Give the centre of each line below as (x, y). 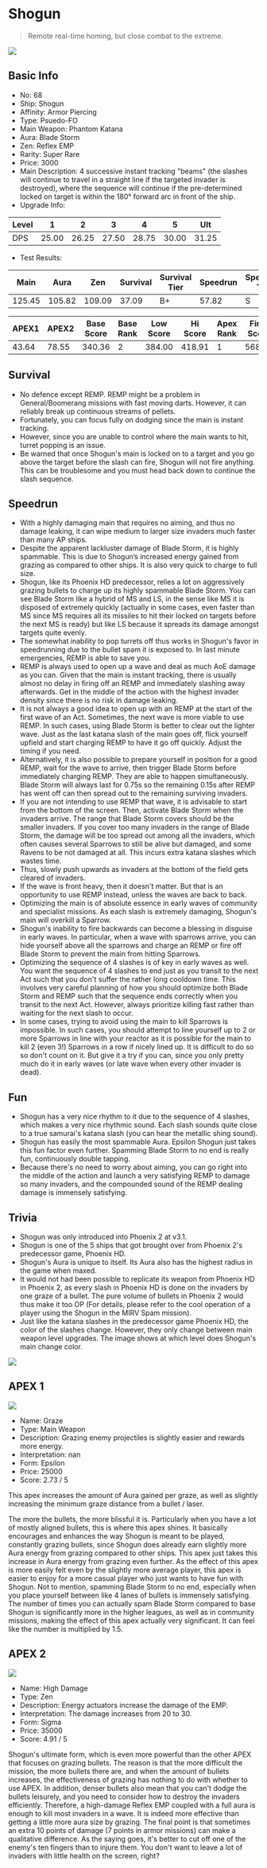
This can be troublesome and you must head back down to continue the (137, 470)
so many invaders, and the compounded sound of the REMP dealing (131, 1184)
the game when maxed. (58, 1271)
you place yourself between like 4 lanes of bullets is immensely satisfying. (130, 1595)
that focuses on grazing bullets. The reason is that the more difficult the (126, 1762)
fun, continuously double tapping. (75, 1159)
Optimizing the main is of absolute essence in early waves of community (139, 903)
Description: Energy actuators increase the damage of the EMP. (124, 1705)
